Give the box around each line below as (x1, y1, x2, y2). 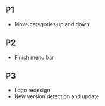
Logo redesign (14, 86, 50, 94)
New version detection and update (14, 93, 100, 100)
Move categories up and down (14, 20, 90, 27)
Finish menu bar (14, 54, 54, 61)
